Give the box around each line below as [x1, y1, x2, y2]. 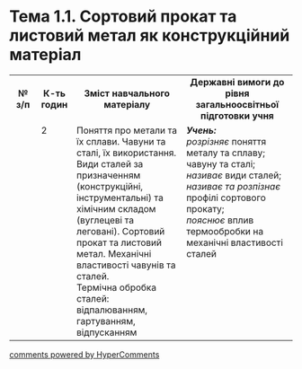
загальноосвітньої [195, 98, 280, 110]
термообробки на [185, 224, 263, 237]
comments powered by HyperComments [9, 348, 160, 360]
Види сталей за [75, 157, 144, 170]
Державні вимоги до [190, 75, 285, 88]
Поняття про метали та [75, 124, 178, 136]
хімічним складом [75, 202, 156, 215]
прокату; [185, 202, 225, 215]
